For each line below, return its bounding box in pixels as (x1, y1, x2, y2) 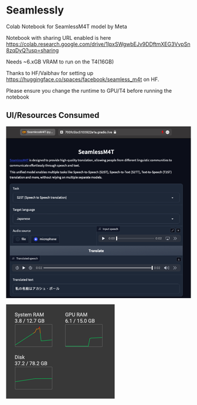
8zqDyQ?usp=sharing (6, 46, 59, 53)
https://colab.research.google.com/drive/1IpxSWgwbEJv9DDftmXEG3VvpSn (6, 41, 191, 48)
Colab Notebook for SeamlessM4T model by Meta (6, 23, 127, 30)
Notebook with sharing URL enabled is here (6, 34, 111, 41)
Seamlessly (6, 4, 64, 17)
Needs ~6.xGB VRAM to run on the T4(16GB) (6, 58, 114, 65)
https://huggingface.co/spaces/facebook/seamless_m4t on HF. (6, 76, 159, 83)
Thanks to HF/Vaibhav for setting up (6, 69, 94, 76)
